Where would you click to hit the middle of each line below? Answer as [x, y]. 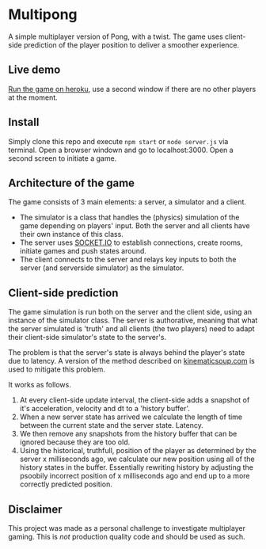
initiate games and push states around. [83, 251]
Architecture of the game [72, 183]
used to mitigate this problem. [57, 369]
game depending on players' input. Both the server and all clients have [135, 226]
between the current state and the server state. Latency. [111, 425]
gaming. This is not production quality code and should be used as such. [127, 537]
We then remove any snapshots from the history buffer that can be [128, 434]
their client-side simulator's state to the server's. [87, 337]
